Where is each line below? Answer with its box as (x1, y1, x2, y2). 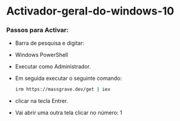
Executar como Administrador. (15, 63, 91, 70)
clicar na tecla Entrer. (15, 97, 68, 105)
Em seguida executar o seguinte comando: (15, 74, 122, 82)
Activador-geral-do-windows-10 (6, 4, 175, 18)
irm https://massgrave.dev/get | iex (15, 87, 111, 93)
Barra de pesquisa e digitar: (15, 39, 85, 47)
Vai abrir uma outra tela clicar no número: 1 (15, 109, 122, 116)
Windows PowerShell (15, 51, 68, 59)
